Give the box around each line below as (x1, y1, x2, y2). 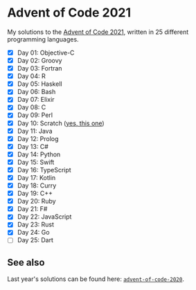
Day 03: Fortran (17, 64, 62, 73)
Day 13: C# (17, 142, 48, 150)
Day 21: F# (17, 205, 48, 213)
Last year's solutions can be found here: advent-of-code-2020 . (7, 275, 185, 283)
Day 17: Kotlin (17, 173, 56, 181)
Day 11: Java (17, 127, 53, 135)
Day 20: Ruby (17, 197, 57, 206)
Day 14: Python (17, 150, 61, 158)
